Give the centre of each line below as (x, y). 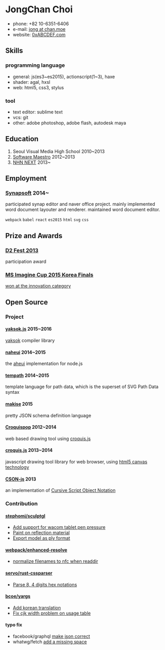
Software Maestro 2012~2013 (44, 157)
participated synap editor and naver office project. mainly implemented (80, 204)
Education (22, 139)
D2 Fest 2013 (22, 250)
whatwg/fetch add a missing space (50, 642)
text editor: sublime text (38, 112)
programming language (35, 65)
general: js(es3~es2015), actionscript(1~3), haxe (64, 77)
